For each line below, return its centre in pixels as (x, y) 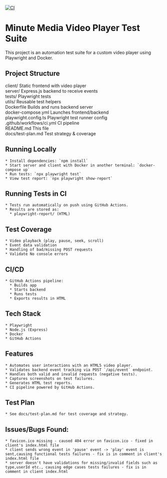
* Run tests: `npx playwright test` (43, 174)
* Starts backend (28, 290)
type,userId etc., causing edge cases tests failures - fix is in (76, 467)
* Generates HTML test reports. (39, 383)
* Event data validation (31, 246)
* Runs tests (23, 294)
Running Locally (31, 150)
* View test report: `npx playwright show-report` (59, 178)
